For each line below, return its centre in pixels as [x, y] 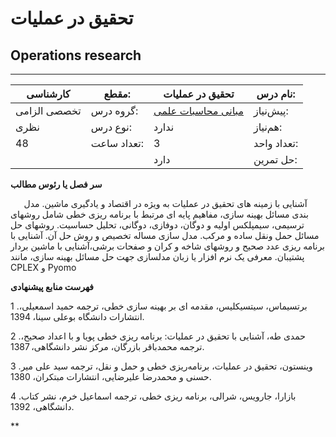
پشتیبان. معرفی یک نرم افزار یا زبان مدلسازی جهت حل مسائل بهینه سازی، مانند [157, 256]
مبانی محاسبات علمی [198, 110]
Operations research [76, 55]
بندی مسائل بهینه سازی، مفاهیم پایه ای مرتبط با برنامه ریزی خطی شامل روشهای [159, 214]
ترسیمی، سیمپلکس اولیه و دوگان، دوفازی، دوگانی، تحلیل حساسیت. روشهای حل [157, 225]
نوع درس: [111, 127]
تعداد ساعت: [117, 143]
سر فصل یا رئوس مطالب [56, 184]
